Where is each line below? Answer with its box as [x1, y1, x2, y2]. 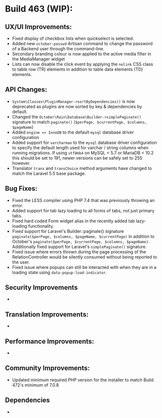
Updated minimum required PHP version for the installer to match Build [12, 377, 154, 383]
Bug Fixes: [5, 185, 38, 193]
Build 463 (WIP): [5, 3, 73, 15]
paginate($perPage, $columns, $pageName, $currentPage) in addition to [12, 233, 155, 239]
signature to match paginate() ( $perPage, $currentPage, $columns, [12, 119, 147, 124]
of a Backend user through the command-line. [12, 46, 105, 51]
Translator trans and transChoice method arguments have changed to [12, 165, 152, 171]
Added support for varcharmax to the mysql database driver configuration [12, 139, 158, 145]
